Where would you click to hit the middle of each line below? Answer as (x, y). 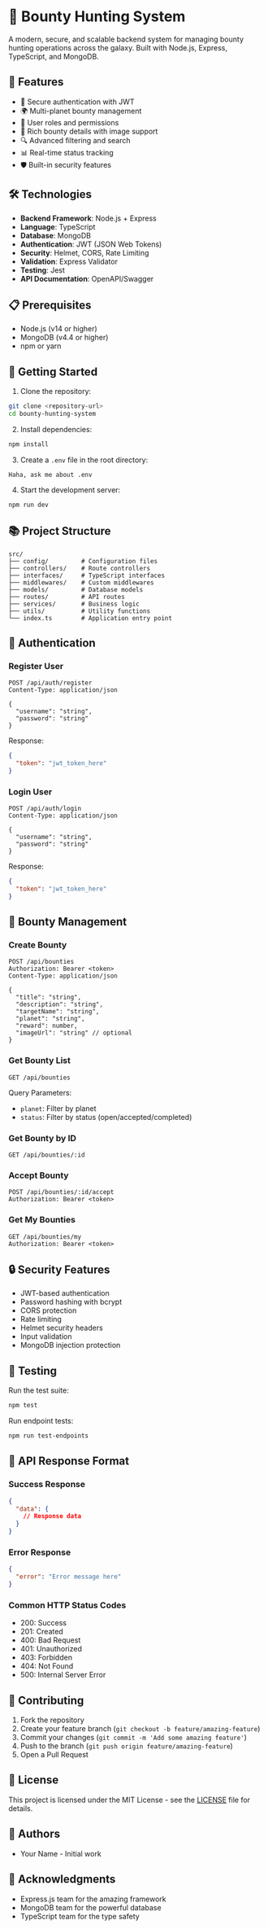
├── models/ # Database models (76, 589)
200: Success (43, 1623)
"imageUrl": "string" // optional (74, 1033)
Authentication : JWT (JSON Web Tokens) (91, 244)
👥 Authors (35, 1834)
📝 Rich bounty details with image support (89, 131)
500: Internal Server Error (63, 1675)
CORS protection (48, 1310)
